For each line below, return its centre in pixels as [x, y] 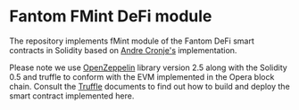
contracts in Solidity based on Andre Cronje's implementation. [123, 50]
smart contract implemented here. [72, 96]
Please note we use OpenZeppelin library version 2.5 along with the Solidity [148, 67]
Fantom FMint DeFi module [111, 16]
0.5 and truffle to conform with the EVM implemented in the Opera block [142, 76]
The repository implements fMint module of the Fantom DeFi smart [132, 41]
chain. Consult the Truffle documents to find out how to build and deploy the [149, 86]
